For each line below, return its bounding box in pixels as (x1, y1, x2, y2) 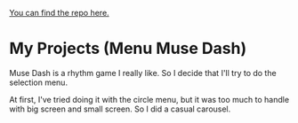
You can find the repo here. (9, 8, 109, 18)
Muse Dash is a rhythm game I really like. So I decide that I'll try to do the (9, 67, 278, 78)
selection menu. (9, 77, 68, 88)
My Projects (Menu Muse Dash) (9, 39, 247, 58)
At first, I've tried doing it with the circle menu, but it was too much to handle (9, 94, 290, 104)
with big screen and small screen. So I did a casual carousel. (9, 104, 231, 114)
